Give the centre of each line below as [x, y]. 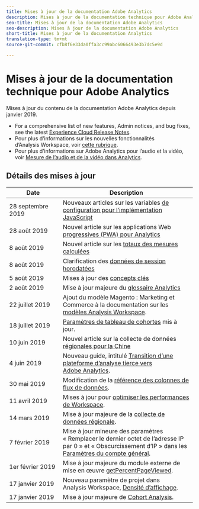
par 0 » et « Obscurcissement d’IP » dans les [125, 446]
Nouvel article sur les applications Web [117, 227]
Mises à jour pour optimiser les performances [126, 397]
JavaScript [78, 217]
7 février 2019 [30, 442]
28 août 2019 [29, 230]
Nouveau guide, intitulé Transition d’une [118, 356]
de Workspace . [84, 404]
